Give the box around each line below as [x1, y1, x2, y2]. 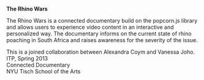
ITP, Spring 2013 [6, 55, 48, 62]
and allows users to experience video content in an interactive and [6, 24, 174, 31]
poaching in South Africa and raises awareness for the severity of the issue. [6, 37, 198, 43]
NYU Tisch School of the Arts [6, 68, 81, 75]
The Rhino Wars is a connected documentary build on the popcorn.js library [6, 17, 198, 24]
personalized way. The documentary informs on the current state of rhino [6, 30, 192, 37]
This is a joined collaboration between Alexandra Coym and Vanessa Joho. [6, 48, 195, 56]
